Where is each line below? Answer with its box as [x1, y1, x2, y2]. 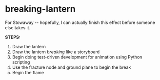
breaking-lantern [5, 3, 76, 15]
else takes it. [5, 24, 31, 30]
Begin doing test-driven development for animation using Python [12, 54, 142, 60]
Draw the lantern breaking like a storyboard [12, 49, 100, 55]
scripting [12, 59, 30, 65]
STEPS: [5, 34, 20, 40]
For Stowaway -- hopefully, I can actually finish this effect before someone [5, 20, 155, 25]
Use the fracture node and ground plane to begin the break [12, 64, 131, 70]
